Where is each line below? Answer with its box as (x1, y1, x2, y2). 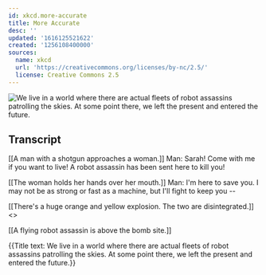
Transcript (8, 133, 61, 147)
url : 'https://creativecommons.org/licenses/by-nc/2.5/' (15, 64, 209, 72)
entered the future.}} (8, 258, 76, 268)
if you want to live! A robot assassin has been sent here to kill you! (8, 163, 225, 172)
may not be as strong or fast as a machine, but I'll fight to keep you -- (8, 187, 237, 196)
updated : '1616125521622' (8, 33, 94, 42)
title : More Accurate (8, 19, 80, 27)
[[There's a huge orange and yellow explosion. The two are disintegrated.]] (8, 202, 255, 211)
